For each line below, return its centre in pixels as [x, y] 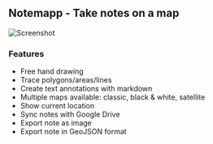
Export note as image [56, 123]
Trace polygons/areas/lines [66, 80]
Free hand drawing [52, 71]
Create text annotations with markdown [86, 89]
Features [26, 53]
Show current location [57, 106]
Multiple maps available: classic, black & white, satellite [113, 97]
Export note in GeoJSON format [74, 132]
